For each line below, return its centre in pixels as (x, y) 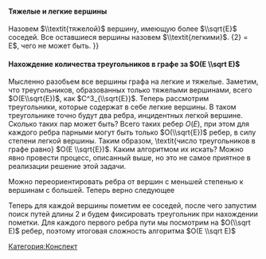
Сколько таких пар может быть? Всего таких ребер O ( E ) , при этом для (129, 124)
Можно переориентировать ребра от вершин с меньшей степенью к (126, 182)
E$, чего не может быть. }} (54, 46)
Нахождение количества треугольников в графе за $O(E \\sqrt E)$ (124, 64)
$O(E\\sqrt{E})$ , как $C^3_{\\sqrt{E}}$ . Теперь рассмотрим (109, 99)
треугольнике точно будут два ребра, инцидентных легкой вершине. (125, 116)
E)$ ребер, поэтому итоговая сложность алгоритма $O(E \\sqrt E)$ (122, 231)
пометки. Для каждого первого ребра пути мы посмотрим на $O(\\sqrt (129, 222)
